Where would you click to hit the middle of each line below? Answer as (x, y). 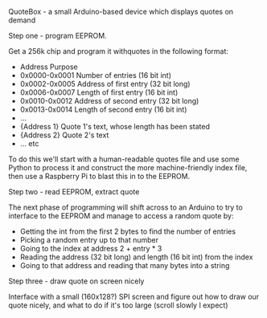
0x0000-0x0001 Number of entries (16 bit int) (95, 75)
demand (22, 20)
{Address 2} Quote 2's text (64, 135)
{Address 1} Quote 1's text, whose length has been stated (115, 126)
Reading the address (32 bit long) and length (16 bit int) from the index (136, 257)
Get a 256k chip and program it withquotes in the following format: (119, 51)
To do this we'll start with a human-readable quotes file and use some (124, 159)
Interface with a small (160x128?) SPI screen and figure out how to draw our (134, 297)
